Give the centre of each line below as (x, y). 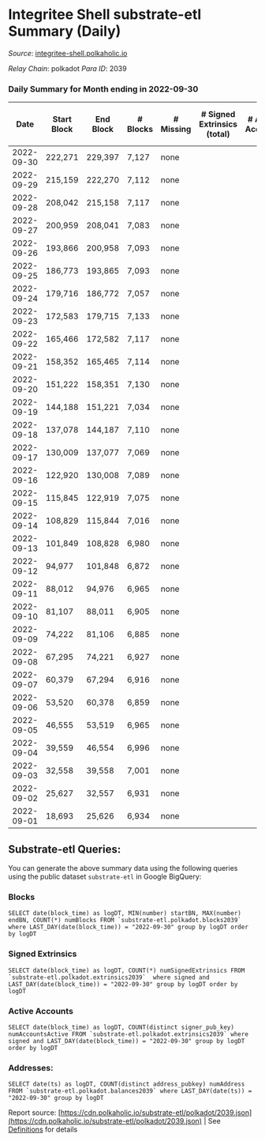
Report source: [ (35, 1113)
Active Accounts (41, 1011)
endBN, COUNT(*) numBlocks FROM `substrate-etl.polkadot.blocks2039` (125, 921)
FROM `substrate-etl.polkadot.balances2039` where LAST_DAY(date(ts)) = (130, 1091)
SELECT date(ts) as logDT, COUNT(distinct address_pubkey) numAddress (127, 1084)
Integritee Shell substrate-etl (105, 15)
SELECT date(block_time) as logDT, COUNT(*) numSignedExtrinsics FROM (127, 970)
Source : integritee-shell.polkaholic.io (68, 53)
